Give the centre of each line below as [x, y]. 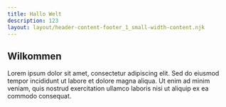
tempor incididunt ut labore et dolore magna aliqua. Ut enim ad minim [109, 81]
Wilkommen [34, 56]
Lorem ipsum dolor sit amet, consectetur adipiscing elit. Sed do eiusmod [113, 73]
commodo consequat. [39, 96]
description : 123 [33, 21]
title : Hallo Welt [34, 14]
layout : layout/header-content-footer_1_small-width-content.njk [106, 27]
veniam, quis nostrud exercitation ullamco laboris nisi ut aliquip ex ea [108, 88]
